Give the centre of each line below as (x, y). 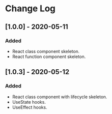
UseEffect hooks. (30, 107)
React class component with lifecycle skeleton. (59, 97)
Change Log (30, 9)
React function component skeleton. (49, 57)
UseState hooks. (29, 102)
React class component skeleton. (46, 51)
